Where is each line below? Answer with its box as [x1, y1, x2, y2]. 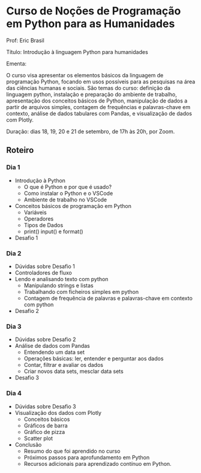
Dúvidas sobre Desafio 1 [14, 263, 75, 270]
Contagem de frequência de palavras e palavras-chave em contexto [23, 294, 193, 302]
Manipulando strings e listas [23, 282, 94, 289]
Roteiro [6, 145, 34, 155]
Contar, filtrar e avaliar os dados [23, 361, 104, 369]
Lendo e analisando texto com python [14, 275, 109, 282]
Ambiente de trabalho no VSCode [23, 196, 107, 203]
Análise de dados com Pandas [14, 342, 90, 350]
